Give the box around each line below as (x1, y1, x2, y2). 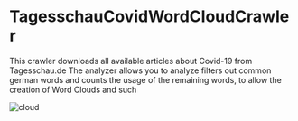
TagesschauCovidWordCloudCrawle (9, 6, 290, 27)
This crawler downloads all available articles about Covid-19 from (9, 55, 253, 66)
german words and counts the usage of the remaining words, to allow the (9, 74, 282, 85)
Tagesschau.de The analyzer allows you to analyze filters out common (9, 65, 272, 76)
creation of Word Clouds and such (9, 84, 137, 95)
